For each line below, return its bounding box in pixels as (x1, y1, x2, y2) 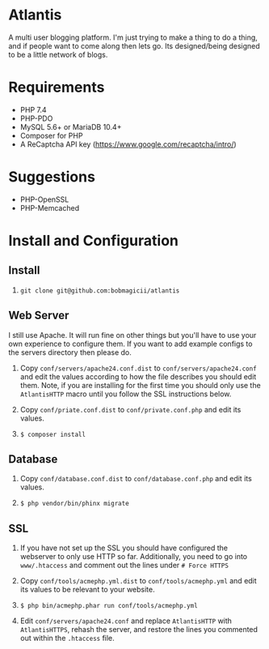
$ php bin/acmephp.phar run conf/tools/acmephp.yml (19, 602, 198, 610)
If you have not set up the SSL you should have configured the (19, 543, 229, 553)
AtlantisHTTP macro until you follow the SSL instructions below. (19, 389, 232, 399)
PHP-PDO (19, 113, 53, 123)
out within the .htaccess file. (19, 634, 115, 643)
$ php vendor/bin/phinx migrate (19, 500, 129, 508)
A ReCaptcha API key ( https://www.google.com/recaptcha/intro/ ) (19, 139, 237, 149)
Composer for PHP (19, 130, 83, 140)
